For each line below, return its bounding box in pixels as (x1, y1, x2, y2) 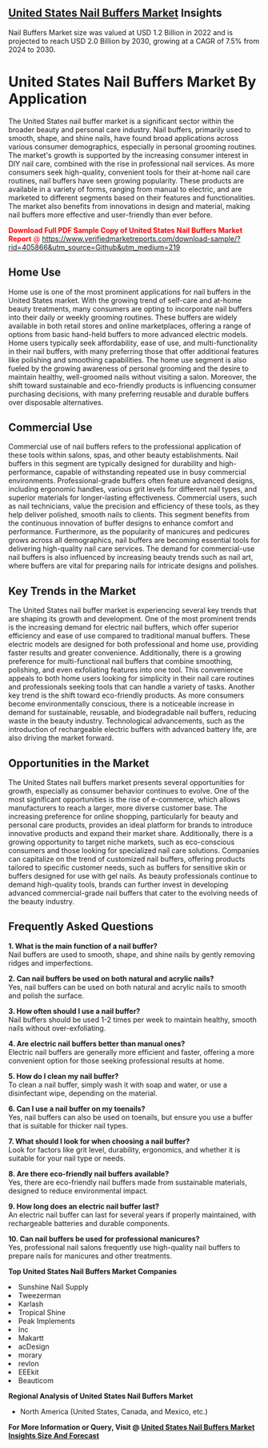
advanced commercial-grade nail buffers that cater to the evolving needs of (8, 888, 258, 898)
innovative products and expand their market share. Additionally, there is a (8, 829, 254, 838)
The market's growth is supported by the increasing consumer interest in (8, 150, 249, 159)
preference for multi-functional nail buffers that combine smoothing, (8, 657, 234, 666)
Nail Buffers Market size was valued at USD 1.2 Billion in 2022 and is (8, 27, 234, 37)
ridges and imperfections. (8, 958, 94, 967)
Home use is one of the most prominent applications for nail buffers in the (8, 287, 251, 296)
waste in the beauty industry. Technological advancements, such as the (8, 716, 245, 726)
